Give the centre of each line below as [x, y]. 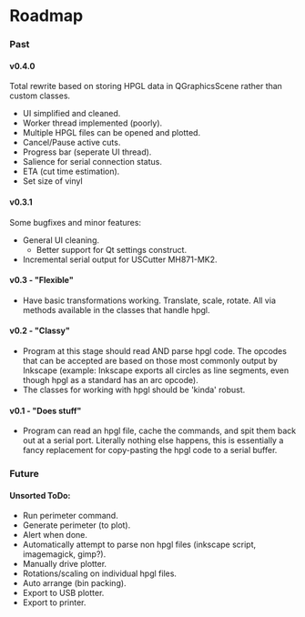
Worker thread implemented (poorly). [92, 123]
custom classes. [40, 96]
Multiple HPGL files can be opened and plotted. [112, 133]
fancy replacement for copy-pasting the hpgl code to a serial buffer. [150, 450]
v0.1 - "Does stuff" [46, 410]
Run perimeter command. [70, 516]
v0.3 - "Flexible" [42, 280]
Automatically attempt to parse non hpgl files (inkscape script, [139, 545]
